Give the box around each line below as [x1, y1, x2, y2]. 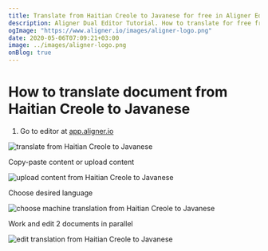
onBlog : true [8, 49, 52, 57]
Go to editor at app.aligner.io [19, 126, 114, 135]
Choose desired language [8, 188, 93, 198]
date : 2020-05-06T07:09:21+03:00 [8, 33, 120, 42]
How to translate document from [8, 83, 228, 101]
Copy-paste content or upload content [8, 157, 135, 167]
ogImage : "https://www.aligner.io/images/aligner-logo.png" [8, 26, 213, 34]
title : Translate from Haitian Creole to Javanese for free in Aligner [8, 11, 251, 20]
